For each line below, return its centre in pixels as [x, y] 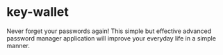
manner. [18, 45]
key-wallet [38, 12]
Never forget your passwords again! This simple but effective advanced [109, 31]
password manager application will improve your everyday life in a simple [111, 38]
